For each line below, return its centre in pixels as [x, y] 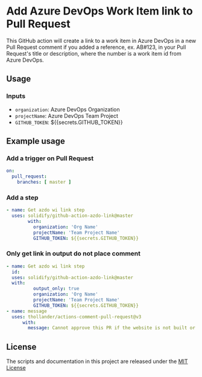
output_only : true [56, 289]
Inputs [16, 96]
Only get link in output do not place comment [73, 254]
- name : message [27, 311]
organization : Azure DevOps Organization [68, 109]
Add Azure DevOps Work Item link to [99, 11]
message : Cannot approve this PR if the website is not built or [112, 328]
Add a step [22, 198]
